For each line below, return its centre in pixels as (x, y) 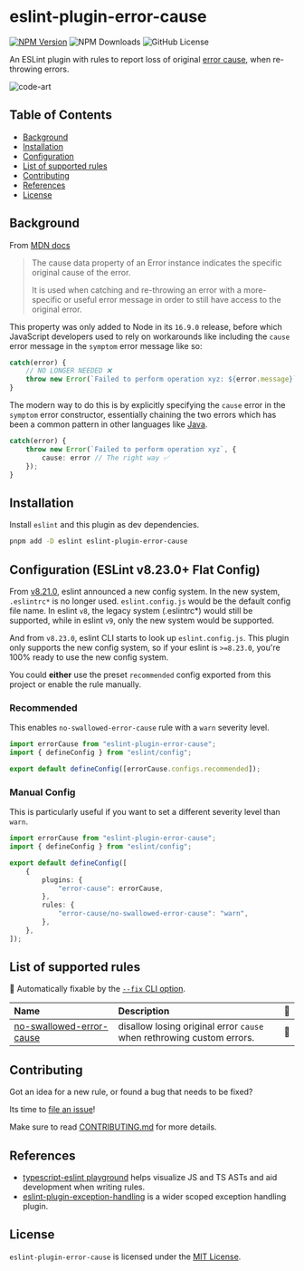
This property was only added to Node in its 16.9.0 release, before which (146, 326)
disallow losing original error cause (191, 1026)
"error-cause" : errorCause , (111, 888)
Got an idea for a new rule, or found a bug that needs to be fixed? (131, 1092)
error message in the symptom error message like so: (106, 345)
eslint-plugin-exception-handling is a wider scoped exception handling (154, 1197)
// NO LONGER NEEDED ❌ (69, 371)
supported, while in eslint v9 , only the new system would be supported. (142, 620)
